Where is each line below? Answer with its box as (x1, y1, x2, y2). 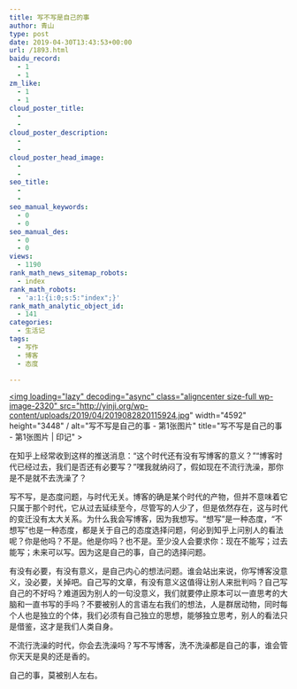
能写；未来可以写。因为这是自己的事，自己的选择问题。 (9, 547, 210, 558)
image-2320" (9, 401, 58, 411)
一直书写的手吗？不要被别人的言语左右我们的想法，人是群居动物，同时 (24, 599, 280, 610)
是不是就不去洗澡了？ (9, 473, 87, 483)
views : (9, 252, 34, 262)
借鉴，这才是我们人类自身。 (16, 622, 118, 632)
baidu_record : (9, 54, 62, 63)
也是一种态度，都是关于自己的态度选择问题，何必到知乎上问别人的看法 (27, 525, 285, 536)
